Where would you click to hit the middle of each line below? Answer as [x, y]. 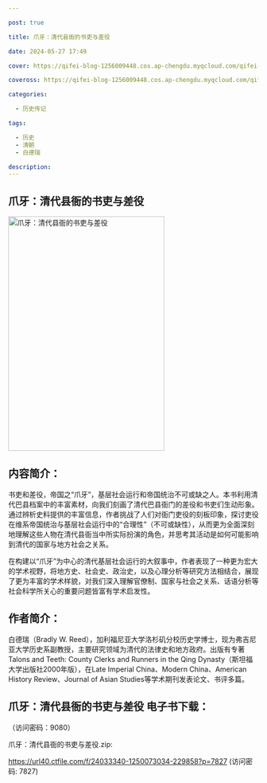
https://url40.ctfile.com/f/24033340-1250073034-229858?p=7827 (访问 [127, 761]
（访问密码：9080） [42, 727]
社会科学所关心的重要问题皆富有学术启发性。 [81, 591]
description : [30, 167]
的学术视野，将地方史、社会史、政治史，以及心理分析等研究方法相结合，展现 [133, 571]
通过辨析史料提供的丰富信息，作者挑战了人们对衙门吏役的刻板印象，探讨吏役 [133, 514]
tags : [17, 123]
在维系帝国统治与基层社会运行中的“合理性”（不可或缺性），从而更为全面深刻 [132, 524]
